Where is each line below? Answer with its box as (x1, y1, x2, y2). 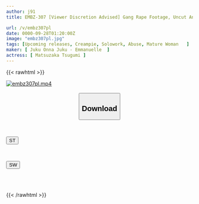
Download (82, 104, 117, 113)
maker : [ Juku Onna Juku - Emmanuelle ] (6, 47, 110, 53)
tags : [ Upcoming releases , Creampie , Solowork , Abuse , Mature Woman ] (6, 41, 190, 47)
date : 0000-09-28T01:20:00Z (6, 30, 76, 36)
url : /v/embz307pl (6, 25, 52, 31)
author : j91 (6, 8, 36, 15)
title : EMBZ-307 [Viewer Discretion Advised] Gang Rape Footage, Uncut (6, 14, 187, 20)
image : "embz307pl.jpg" (6, 36, 65, 42)
